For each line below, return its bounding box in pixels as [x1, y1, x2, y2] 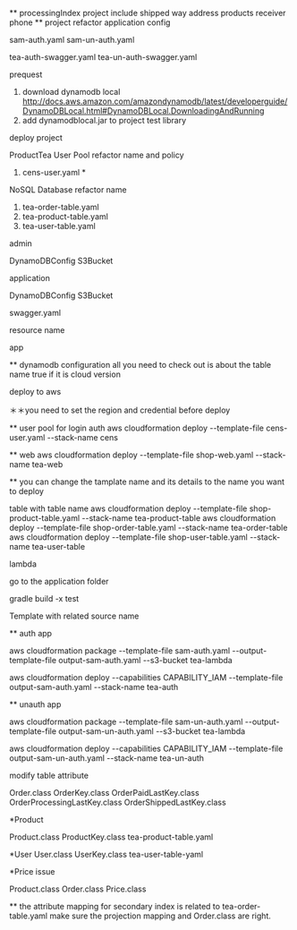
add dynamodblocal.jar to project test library [21, 115, 187, 125]
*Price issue [9, 866, 55, 876]
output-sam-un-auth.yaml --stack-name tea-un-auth [9, 753, 204, 764]
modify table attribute [9, 770, 89, 781]
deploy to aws [9, 387, 62, 397]
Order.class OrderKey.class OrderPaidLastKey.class [9, 788, 199, 798]
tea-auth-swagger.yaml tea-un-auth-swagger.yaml [9, 52, 198, 62]
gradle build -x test [9, 593, 80, 603]
